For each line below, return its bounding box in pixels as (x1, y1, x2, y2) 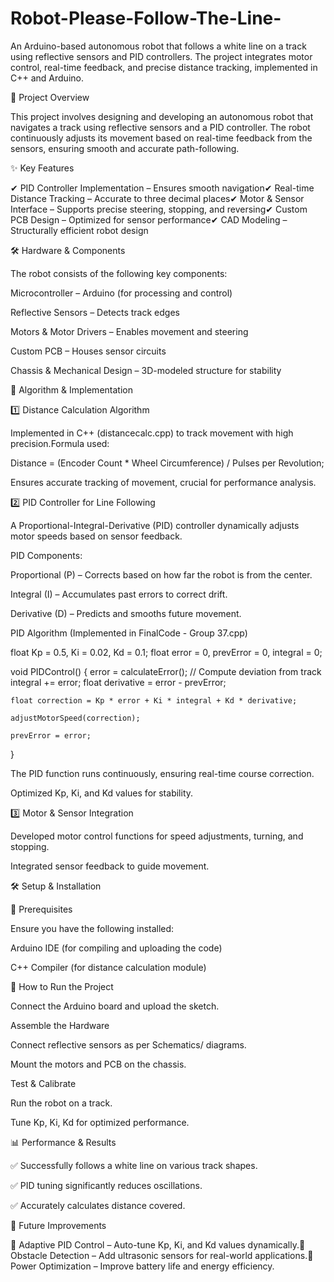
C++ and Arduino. (10, 72, 84, 84)
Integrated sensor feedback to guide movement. (10, 860, 210, 872)
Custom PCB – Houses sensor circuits (10, 345, 167, 357)
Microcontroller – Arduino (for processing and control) (10, 287, 233, 299)
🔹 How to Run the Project (10, 980, 114, 992)
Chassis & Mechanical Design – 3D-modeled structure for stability (10, 364, 282, 376)
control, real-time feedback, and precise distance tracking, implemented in (10, 61, 318, 73)
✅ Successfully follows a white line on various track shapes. (10, 1159, 258, 1171)
